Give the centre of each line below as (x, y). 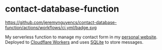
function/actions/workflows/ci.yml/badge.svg (51, 27)
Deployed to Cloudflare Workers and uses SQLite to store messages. (74, 42)
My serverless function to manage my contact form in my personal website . (81, 37)
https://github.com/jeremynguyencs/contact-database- (61, 22)
